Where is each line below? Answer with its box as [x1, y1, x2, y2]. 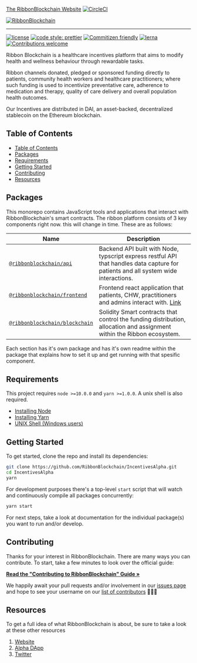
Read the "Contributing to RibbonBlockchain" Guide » [6, 570, 140, 577]
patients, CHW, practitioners [98, 291, 177, 299]
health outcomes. [6, 94, 49, 101]
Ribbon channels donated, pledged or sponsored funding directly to [6, 69, 170, 76]
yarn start [6, 503, 33, 509]
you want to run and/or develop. [6, 520, 84, 527]
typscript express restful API [98, 252, 177, 260]
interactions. [98, 274, 133, 282]
